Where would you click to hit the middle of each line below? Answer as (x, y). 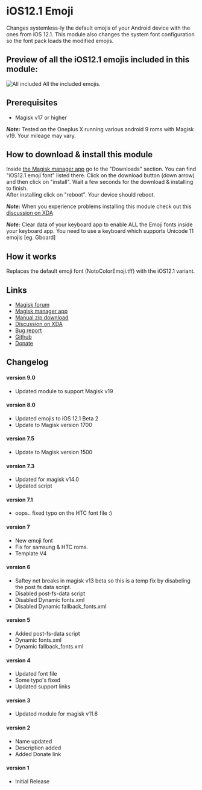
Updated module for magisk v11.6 (56, 714)
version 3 (18, 700)
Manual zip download (42, 318)
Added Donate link (38, 754)
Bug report (28, 330)
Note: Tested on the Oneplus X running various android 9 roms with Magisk (100, 129)
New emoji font (34, 540)
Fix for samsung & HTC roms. (52, 547)
